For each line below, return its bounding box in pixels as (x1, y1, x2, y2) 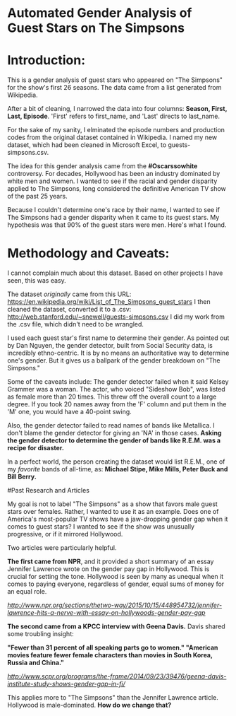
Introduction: (7, 52, 86, 69)
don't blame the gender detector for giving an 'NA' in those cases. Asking (7, 429, 222, 438)
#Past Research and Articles (7, 486, 90, 495)
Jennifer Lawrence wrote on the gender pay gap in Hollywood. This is (7, 565, 210, 573)
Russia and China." (7, 659, 65, 667)
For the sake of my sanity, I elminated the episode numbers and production (7, 126, 225, 134)
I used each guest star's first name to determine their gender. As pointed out (7, 334, 230, 342)
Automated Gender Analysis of (7, 5, 192, 21)
